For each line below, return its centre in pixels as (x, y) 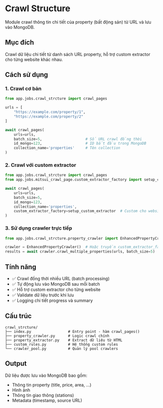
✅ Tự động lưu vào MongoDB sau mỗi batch (56, 284)
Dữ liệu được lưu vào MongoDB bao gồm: (46, 375)
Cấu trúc (18, 316)
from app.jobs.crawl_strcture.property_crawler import (62, 238)
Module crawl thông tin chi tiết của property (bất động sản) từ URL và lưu (78, 22)
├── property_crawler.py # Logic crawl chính (57, 336)
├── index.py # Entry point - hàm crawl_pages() (72, 331)
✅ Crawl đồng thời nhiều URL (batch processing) (61, 278)
